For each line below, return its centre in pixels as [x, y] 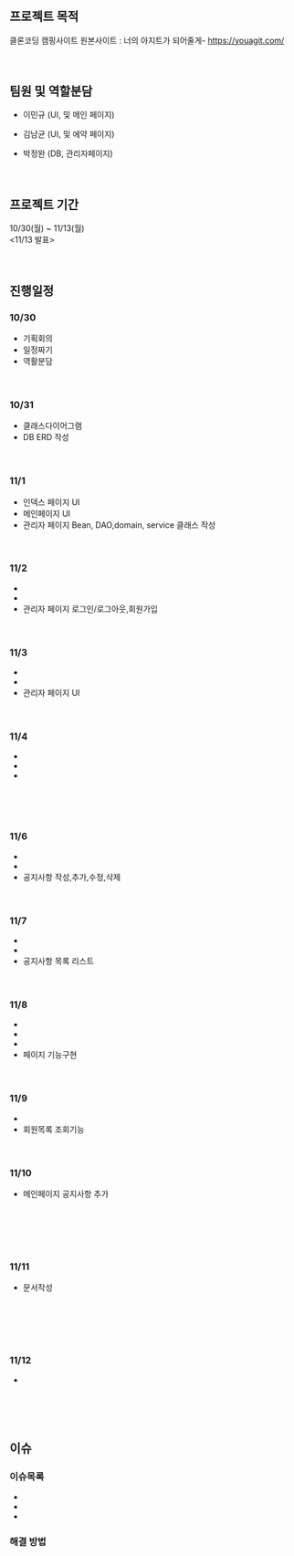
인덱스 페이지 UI [51, 502]
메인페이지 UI [47, 513]
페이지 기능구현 [50, 1055]
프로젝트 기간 [44, 204]
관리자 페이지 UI [51, 693]
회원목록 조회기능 [53, 1129]
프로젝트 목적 [44, 17]
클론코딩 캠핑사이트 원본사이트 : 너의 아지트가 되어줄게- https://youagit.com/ [147, 40]
